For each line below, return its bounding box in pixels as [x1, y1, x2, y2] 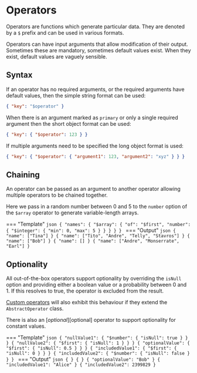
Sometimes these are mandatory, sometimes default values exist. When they [6, 46, 191, 53]
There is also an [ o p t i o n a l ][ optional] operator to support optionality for [6, 317, 176, 323]
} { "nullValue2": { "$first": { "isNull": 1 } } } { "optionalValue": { [6, 340, 191, 346]
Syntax [6, 70, 33, 80]
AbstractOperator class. [6, 305, 64, 312]
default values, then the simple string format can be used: [6, 92, 146, 99]
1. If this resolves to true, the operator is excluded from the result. [6, 287, 164, 294]
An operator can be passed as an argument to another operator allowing [6, 186, 181, 193]
